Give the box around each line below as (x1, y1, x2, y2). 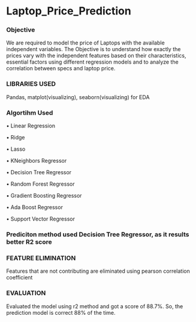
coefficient (6, 274, 33, 281)
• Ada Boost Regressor (6, 204, 63, 211)
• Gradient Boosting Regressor (6, 192, 82, 199)
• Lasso (6, 145, 26, 153)
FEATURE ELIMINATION (6, 254, 76, 262)
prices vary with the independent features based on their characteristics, (6, 52, 186, 59)
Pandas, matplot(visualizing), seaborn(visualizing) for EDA (6, 93, 150, 100)
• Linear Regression (6, 122, 56, 130)
